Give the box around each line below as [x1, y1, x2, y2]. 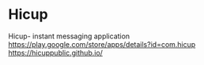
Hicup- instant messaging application [8, 31, 130, 41]
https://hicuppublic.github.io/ [8, 48, 103, 57]
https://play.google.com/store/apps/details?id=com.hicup [8, 39, 196, 49]
